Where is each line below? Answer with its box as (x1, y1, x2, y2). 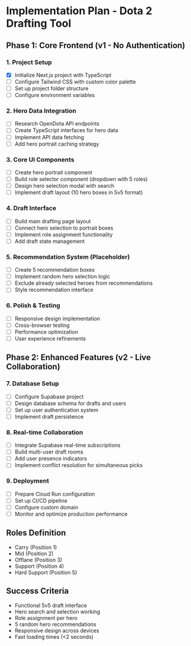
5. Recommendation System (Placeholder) (6, 253, 130, 261)
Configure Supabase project (14, 393, 84, 400)
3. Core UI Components (6, 155, 75, 163)
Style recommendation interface (14, 286, 93, 294)
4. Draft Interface (6, 204, 57, 213)
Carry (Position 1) (14, 544, 57, 551)
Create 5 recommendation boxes (14, 266, 95, 274)
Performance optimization (14, 328, 79, 335)
